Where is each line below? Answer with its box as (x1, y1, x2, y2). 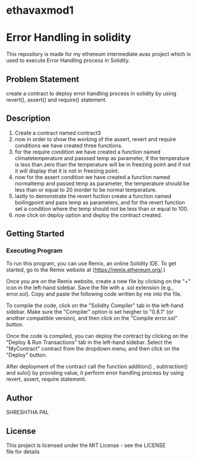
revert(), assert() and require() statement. (6, 96, 107, 103)
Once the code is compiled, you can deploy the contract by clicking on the (6, 333, 188, 340)
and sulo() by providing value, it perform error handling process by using (6, 370, 184, 377)
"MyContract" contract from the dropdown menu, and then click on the (6, 345, 180, 352)
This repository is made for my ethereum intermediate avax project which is (6, 51, 191, 58)
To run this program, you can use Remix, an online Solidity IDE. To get (6, 260, 177, 267)
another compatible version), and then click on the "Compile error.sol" (6, 315, 178, 322)
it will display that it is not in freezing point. (14, 167, 120, 174)
